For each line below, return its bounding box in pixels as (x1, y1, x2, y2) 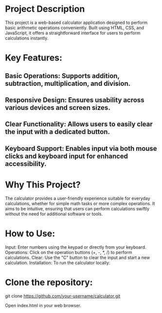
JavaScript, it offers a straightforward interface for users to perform (5, 30, 141, 36)
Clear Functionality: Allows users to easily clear (5, 120, 153, 128)
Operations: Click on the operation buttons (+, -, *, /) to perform (5, 249, 132, 255)
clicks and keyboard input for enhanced (5, 152, 128, 160)
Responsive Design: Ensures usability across (5, 96, 144, 104)
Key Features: (5, 52, 62, 63)
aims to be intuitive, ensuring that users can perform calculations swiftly (5, 206, 150, 211)
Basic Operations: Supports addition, (5, 72, 120, 80)
